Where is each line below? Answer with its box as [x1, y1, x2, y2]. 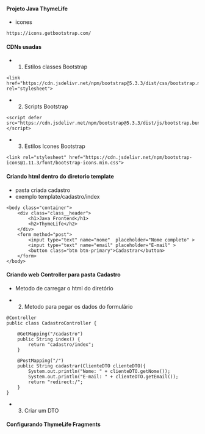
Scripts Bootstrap [24, 103, 68, 110]
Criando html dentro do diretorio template [6, 173, 114, 180]
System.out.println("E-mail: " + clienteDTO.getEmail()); [28, 373, 179, 380]
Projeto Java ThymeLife [6, 5, 68, 12]
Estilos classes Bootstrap [24, 63, 88, 70]
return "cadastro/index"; [28, 341, 95, 348]
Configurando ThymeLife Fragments [6, 421, 101, 428]
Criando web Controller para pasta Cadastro [6, 271, 121, 278]
